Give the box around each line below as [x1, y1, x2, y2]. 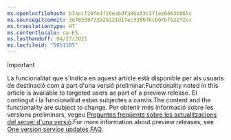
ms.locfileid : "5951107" [7, 42, 78, 49]
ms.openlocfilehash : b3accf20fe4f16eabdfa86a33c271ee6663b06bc [7, 10, 192, 17]
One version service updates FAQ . [7, 125, 104, 133]
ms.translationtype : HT [7, 23, 76, 30]
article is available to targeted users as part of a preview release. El [7, 89, 197, 97]
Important [7, 61, 35, 69]
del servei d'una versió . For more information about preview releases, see [7, 118, 214, 126]
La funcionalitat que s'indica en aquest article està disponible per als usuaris [7, 74, 224, 82]
